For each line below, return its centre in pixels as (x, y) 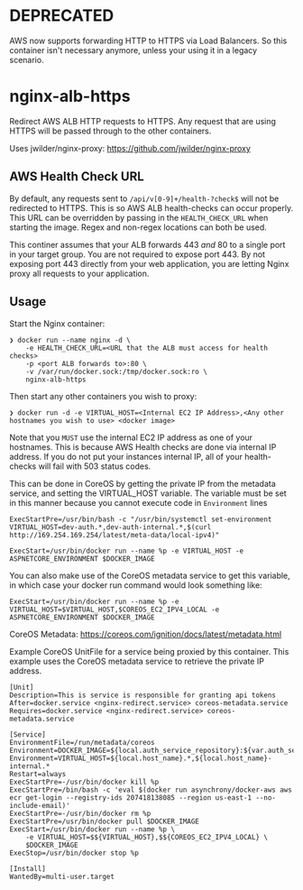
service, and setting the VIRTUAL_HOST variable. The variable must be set (148, 493)
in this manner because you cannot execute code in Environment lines (138, 502)
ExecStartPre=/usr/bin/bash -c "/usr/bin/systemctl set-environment (141, 519)
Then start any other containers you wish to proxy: (103, 396)
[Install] (28, 868)
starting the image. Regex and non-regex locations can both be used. (138, 227)
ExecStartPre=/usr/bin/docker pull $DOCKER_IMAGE (105, 821)
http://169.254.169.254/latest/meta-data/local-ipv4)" (115, 535)
